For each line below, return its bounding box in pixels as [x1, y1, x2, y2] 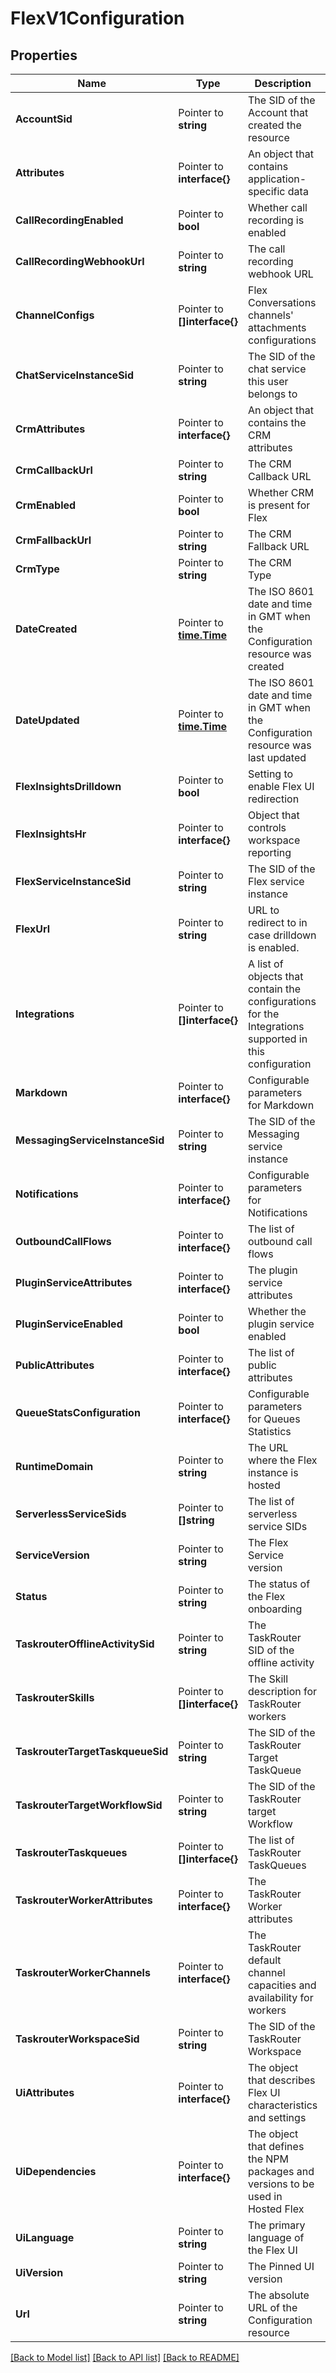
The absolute [247, 2288, 310, 2302]
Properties [10, 47, 78, 64]
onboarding [247, 1602, 303, 1616]
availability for [247, 1991, 314, 2004]
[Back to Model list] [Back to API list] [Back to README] [10, 2352, 240, 2363]
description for [247, 1685, 318, 1698]
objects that [247, 970, 304, 983]
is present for [247, 498, 311, 512]
